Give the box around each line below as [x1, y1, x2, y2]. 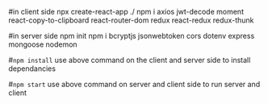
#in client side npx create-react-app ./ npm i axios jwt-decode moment [8, 7, 245, 16]
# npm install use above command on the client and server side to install [8, 56, 251, 64]
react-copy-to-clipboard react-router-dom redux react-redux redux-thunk [8, 15, 254, 25]
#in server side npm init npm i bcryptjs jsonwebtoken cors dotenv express [8, 31, 255, 40]
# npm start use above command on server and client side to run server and [8, 80, 261, 89]
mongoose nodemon [8, 40, 78, 49]
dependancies [8, 64, 57, 73]
